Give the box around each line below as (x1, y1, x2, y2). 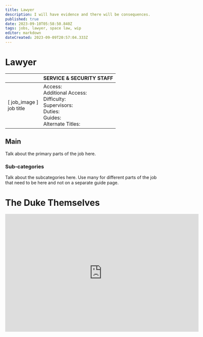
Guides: (43, 114, 61, 121)
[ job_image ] (7, 98, 39, 105)
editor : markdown (5, 30, 41, 35)
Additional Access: (43, 89, 87, 96)
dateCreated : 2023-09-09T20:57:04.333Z (5, 35, 88, 40)
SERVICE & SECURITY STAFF (43, 74, 113, 81)
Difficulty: (43, 95, 66, 102)
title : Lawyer (5, 7, 35, 12)
